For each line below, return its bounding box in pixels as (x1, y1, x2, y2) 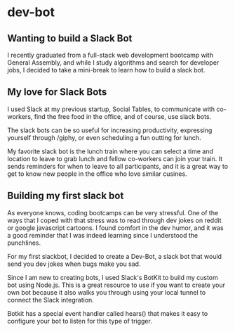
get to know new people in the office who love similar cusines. (7, 170, 187, 178)
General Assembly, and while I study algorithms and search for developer (7, 58, 220, 67)
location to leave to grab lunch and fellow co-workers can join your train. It (7, 154, 223, 162)
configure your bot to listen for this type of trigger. (7, 317, 152, 325)
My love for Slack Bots (7, 86, 107, 98)
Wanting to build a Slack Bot (7, 32, 133, 44)
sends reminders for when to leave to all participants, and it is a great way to (7, 162, 229, 170)
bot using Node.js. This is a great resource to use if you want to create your (7, 281, 226, 289)
